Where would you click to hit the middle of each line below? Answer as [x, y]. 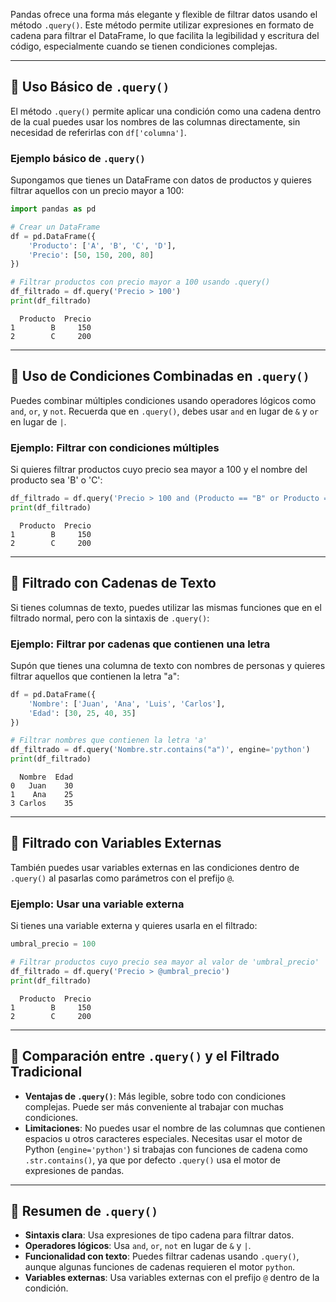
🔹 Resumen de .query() [84, 1210]
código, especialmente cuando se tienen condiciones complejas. [144, 46]
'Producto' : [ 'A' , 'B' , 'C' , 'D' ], [102, 245]
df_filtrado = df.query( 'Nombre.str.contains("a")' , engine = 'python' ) [160, 750]
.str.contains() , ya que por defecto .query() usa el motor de [152, 1160]
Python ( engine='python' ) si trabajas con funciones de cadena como [166, 1149]
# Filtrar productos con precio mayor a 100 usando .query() [140, 282]
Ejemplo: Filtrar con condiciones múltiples [115, 447]
